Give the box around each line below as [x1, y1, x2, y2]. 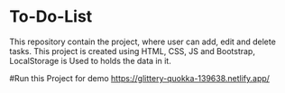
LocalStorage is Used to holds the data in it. [9, 55, 171, 66]
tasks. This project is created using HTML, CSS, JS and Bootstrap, [9, 45, 255, 56]
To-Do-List [9, 6, 93, 27]
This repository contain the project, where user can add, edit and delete [9, 36, 277, 47]
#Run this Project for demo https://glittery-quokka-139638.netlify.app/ [9, 72, 271, 83]
